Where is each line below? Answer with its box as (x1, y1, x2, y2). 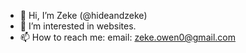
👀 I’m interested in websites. (19, 20, 137, 32)
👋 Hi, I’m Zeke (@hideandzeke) (19, 10, 148, 21)
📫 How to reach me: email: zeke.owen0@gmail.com (19, 31, 236, 43)
